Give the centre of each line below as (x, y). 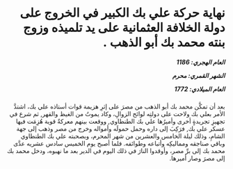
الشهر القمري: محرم (199, 75)
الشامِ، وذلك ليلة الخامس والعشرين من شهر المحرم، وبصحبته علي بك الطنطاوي (123, 136)
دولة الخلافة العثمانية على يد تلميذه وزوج (124, 27)
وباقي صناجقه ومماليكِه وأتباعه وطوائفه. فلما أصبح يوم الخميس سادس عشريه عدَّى (119, 143)
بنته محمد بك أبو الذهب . (164, 42)
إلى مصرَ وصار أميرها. (197, 159)
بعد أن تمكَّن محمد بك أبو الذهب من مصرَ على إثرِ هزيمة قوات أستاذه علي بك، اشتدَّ (119, 106)
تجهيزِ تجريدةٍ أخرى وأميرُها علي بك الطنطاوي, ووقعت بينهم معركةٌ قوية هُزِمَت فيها (120, 121)
